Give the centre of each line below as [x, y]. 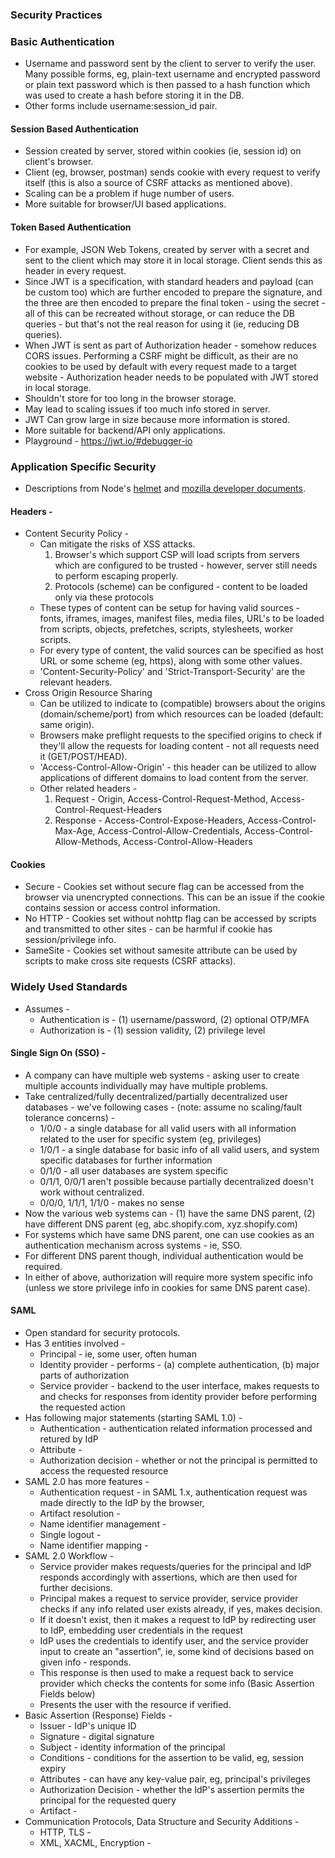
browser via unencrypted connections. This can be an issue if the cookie [174, 897]
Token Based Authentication [71, 227]
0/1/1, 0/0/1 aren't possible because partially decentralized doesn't [176, 1181]
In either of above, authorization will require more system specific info [168, 1277]
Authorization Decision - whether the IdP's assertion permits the [172, 1790]
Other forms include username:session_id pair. [121, 106]
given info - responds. [85, 1662]
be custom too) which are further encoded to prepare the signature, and [173, 292]
